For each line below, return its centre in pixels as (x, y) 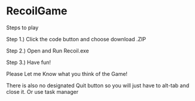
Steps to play (22, 27)
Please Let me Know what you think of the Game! (67, 74)
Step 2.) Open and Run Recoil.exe (48, 51)
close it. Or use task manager (42, 91)
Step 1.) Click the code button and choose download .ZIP (76, 39)
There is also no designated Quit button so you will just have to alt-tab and (98, 85)
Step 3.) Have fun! (29, 62)
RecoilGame (37, 11)
